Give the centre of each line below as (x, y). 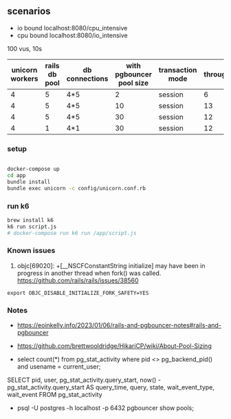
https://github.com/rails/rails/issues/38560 (78, 280)
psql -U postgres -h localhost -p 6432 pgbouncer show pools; (106, 408)
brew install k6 (30, 220)
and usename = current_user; (59, 367)
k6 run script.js (32, 227)
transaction (178, 70)
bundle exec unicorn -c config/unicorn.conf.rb (77, 188)
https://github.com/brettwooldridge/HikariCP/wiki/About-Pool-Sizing (114, 346)
